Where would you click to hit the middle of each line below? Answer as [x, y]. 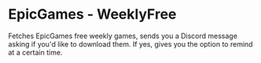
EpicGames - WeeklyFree [92, 14]
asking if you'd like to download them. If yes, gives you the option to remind [130, 44]
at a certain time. [35, 52]
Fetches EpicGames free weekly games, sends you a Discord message [123, 36]
